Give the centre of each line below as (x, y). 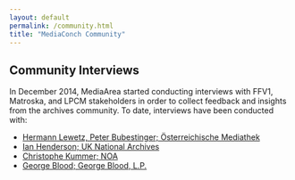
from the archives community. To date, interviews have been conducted (142, 110)
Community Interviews (75, 70)
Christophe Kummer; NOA (70, 156)
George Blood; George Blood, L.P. (84, 166)
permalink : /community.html (62, 26)
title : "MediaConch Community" (67, 34)
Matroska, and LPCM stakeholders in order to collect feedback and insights (148, 101)
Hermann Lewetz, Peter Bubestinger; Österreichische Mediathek (141, 137)
